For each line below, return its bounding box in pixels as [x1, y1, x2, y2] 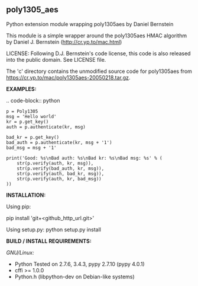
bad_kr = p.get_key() [6, 134, 60, 140]
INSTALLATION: [6, 191, 46, 198]
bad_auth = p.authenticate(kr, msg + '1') [6, 139, 112, 145]
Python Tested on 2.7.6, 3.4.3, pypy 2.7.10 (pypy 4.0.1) [14, 260, 145, 268]
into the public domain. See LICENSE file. [6, 56, 106, 63]
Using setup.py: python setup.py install [6, 225, 102, 233]
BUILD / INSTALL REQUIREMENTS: [6, 237, 92, 244]
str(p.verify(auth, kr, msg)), [17, 160, 94, 166]
